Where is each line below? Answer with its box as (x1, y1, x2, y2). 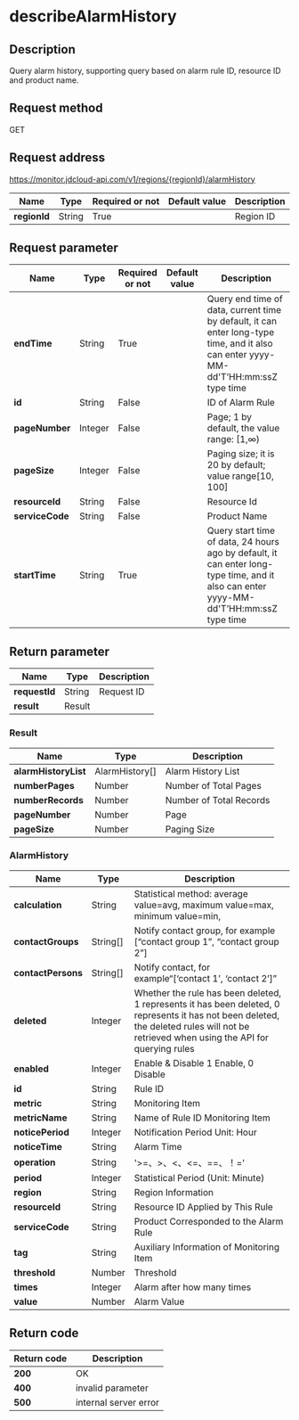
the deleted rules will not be (133, 1020, 250, 1032)
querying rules (133, 1042, 195, 1055)
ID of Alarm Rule (206, 397, 276, 409)
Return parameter (9, 644, 109, 659)
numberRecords (13, 793, 85, 806)
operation (13, 1156, 56, 1169)
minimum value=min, (133, 909, 221, 922)
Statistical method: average (133, 887, 248, 899)
